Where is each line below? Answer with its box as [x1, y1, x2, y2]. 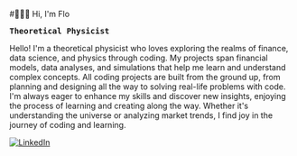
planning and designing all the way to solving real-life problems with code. [9, 81, 286, 92]
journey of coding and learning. [9, 120, 126, 130]
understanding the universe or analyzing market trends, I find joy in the [9, 110, 274, 121]
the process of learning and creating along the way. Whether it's [9, 100, 249, 111]
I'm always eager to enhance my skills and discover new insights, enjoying [9, 91, 286, 101]
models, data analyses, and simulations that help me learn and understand [9, 62, 286, 72]
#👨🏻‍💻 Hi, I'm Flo [9, 9, 70, 19]
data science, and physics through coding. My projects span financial [9, 52, 268, 63]
